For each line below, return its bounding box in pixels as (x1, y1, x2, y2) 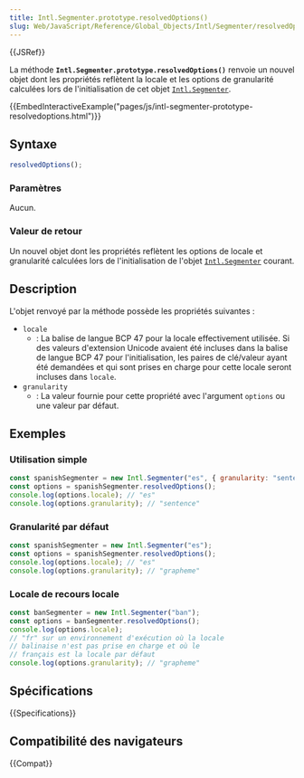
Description (9, 281, 77, 297)
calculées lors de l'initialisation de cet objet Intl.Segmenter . (9, 83, 232, 94)
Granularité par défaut (9, 520, 109, 533)
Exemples (9, 426, 66, 441)
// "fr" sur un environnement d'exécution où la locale (9, 633, 224, 642)
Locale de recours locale (9, 587, 120, 600)
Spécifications (9, 684, 93, 699)
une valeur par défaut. (35, 400, 119, 411)
